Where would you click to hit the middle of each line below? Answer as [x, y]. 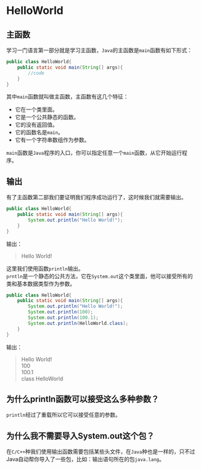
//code [36, 73]
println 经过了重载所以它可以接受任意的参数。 [64, 415]
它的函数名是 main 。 [39, 132]
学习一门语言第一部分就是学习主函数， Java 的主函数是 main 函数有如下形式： [99, 50]
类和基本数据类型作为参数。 [41, 284]
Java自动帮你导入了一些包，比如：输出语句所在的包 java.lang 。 [85, 459]
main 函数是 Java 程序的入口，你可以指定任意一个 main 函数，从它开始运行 [94, 153]
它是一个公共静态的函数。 [47, 117]
